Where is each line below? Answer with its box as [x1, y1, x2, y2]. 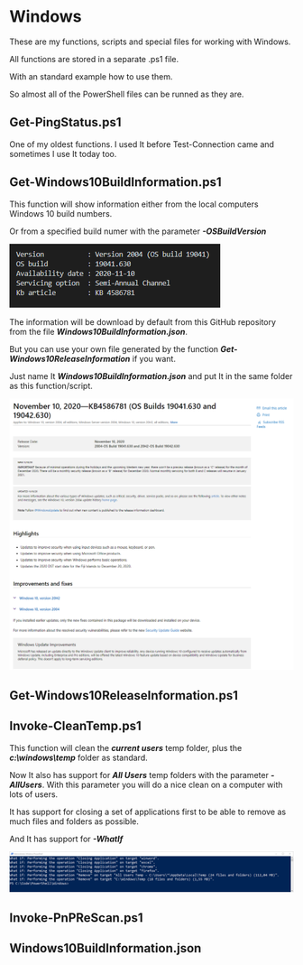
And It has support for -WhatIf [9, 833, 124, 844]
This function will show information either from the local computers [9, 199, 259, 209]
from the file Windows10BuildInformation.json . [9, 326, 188, 337]
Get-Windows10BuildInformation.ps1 [9, 174, 222, 190]
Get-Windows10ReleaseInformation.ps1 [9, 688, 239, 703]
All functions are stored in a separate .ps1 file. [9, 53, 179, 64]
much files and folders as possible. [9, 815, 140, 827]
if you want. [132, 353, 176, 364]
